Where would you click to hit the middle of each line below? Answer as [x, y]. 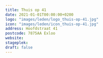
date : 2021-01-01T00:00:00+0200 [39, 15]
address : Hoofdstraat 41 [31, 29]
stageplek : [17, 43]
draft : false [19, 47]
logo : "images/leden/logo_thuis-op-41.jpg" [52, 19]
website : [14, 38]
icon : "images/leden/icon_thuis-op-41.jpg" [52, 24]
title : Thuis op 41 [26, 10]
